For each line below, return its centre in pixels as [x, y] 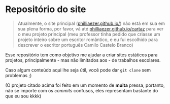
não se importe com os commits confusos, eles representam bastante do [82, 90]
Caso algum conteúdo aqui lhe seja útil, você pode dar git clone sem [78, 70]
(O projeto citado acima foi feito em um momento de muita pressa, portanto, [85, 85]
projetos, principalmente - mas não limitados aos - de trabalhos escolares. [83, 60]
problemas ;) [19, 75]
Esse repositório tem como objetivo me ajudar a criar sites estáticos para [81, 55]
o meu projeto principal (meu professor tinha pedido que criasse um [89, 34]
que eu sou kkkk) [23, 96]
